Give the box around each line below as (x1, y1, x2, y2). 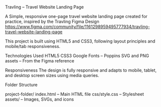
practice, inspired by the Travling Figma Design (5, 19, 99, 24)
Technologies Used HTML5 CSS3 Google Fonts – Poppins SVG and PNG (5, 53, 149, 59)
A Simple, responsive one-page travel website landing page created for (5, 14, 148, 19)
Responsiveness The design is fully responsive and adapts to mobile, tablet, (5, 67, 157, 73)
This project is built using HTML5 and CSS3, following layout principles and (5, 38, 156, 44)
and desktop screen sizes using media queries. (5, 73, 99, 78)
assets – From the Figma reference (5, 58, 75, 63)
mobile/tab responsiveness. (5, 44, 61, 49)
